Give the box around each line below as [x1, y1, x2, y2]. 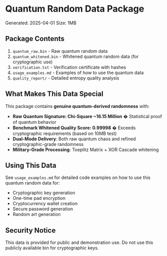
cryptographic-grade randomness [12, 141, 84, 147]
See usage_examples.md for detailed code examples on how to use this [5, 174, 151, 180]
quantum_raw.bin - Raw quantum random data [12, 48, 108, 54]
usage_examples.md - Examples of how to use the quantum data [12, 69, 144, 76]
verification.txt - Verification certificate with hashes [12, 64, 127, 70]
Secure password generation [12, 206, 73, 212]
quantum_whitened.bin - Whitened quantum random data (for [12, 53, 139, 59]
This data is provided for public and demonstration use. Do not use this [5, 239, 153, 246]
